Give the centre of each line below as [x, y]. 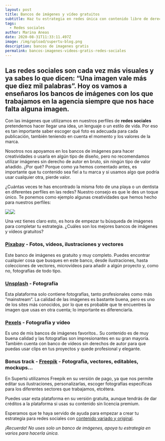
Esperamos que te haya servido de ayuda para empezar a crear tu [72, 413]
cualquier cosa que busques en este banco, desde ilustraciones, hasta [77, 260]
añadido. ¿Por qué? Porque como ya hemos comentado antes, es [71, 167]
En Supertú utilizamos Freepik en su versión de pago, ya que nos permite [79, 378]
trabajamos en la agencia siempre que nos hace [80, 101]
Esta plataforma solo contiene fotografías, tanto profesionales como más [79, 294]
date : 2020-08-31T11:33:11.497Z [38, 37]
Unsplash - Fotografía [32, 283]
